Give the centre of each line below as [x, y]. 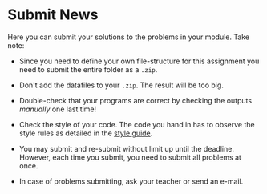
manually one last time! [58, 109]
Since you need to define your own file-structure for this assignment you [139, 61]
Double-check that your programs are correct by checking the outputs [136, 100]
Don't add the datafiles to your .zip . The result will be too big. [121, 85]
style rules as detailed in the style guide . [86, 133]
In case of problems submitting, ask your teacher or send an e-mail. [131, 181]
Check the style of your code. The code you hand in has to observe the [137, 124]
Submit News [53, 15]
